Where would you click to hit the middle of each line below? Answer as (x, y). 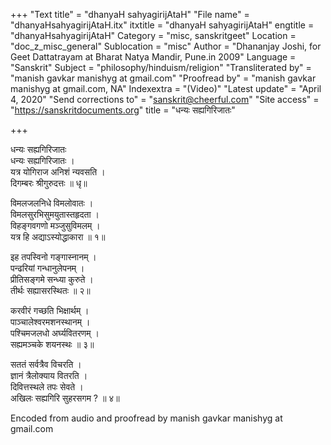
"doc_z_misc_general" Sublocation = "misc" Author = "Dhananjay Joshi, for (166, 46)
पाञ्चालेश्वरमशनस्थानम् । (50, 322)
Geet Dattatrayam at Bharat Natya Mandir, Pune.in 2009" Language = (153, 57)
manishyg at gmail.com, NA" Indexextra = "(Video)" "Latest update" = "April (166, 88)
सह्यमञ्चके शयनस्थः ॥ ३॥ (52, 344)
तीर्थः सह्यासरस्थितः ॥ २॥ (50, 290)
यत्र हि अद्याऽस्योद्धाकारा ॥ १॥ (58, 237)
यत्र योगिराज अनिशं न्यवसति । (58, 172)
